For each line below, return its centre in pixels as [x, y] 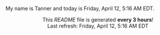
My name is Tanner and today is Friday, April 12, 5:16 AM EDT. [80, 8]
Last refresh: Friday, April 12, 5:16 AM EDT [98, 26]
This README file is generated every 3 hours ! [98, 20]
